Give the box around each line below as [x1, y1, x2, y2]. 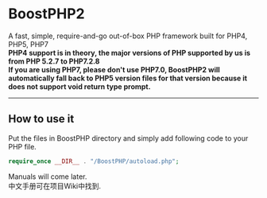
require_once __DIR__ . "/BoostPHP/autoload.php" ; [8, 157, 180, 165]
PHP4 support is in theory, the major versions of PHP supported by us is [8, 48, 251, 57]
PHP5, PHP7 [8, 39, 49, 49]
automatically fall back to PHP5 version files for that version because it [8, 73, 248, 83]
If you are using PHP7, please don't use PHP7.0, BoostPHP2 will [8, 64, 220, 74]
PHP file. [8, 142, 37, 151]
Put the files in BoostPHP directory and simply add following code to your [8, 133, 249, 143]
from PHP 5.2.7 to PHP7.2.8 [8, 56, 100, 66]
